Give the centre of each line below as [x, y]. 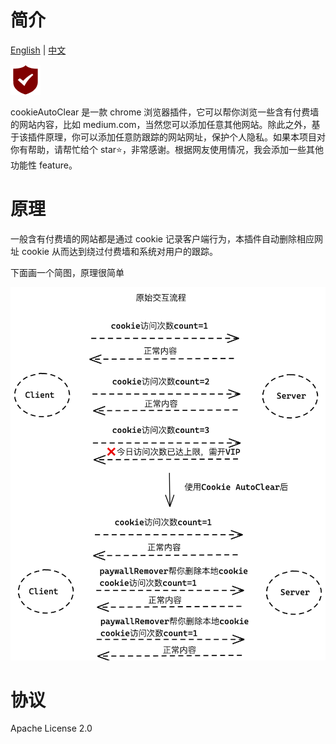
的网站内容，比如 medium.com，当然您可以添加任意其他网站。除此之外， [161, 124]
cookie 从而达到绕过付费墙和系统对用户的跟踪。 [119, 251]
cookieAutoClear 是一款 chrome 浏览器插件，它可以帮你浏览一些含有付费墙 [165, 112]
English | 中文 [38, 50]
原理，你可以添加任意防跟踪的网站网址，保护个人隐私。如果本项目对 [185, 137]
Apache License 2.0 [51, 728]
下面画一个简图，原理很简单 [67, 272]
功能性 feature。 [44, 165]
